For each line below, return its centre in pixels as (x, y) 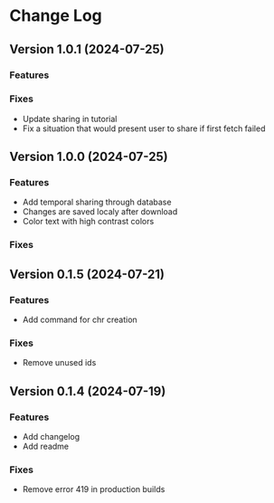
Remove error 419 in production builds (94, 489)
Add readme (46, 446)
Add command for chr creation (80, 320)
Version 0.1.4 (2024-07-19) (88, 391)
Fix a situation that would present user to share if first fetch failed (144, 128)
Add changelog (51, 437)
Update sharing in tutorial (70, 119)
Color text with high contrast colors (88, 222)
